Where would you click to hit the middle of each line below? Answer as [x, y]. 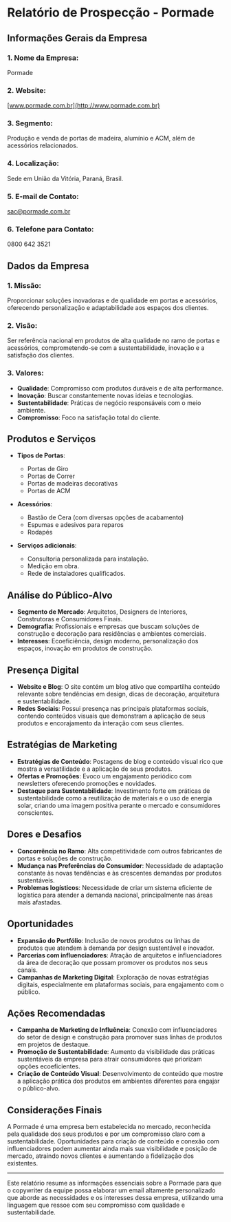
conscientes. [35, 812]
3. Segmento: [30, 123]
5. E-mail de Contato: [43, 196]
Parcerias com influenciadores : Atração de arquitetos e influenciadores [119, 955]
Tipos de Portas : [41, 455]
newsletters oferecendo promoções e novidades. [87, 783]
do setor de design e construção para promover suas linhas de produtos [120, 1037]
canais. [27, 970]
